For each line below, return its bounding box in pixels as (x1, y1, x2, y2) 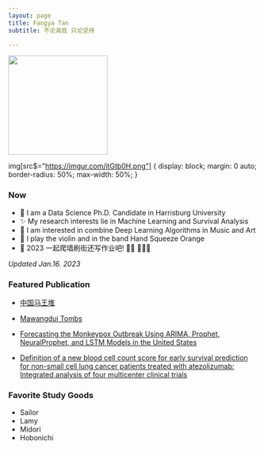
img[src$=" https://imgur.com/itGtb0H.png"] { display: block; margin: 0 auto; (8, 161, 257, 171)
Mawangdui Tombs (19, 313, 83, 323)
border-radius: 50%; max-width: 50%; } (8, 170, 139, 180)
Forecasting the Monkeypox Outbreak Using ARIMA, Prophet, (19, 329, 220, 339)
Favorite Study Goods (8, 389, 94, 401)
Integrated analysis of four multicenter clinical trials (19, 370, 188, 379)
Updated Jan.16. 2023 (8, 259, 81, 269)
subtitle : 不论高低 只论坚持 (8, 26, 95, 34)
